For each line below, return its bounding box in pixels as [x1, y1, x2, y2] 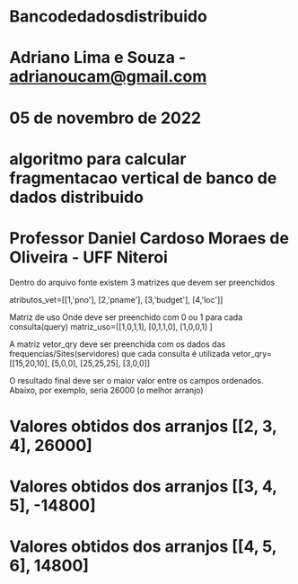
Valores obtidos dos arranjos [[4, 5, [9, 536, 277, 557]
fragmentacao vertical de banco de [9, 168, 277, 188]
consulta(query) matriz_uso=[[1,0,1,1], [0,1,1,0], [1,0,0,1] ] [9, 321, 213, 332]
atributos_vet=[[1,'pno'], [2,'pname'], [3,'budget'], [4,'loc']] [9, 294, 223, 305]
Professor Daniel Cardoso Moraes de [9, 227, 290, 248]
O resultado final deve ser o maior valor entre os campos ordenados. [9, 375, 264, 385]
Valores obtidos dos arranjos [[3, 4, [9, 476, 277, 497]
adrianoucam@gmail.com [9, 66, 207, 87]
